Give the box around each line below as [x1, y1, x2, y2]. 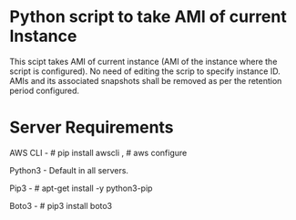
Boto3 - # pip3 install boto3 [9, 200, 113, 211]
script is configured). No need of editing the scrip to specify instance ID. [9, 66, 281, 77]
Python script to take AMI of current [9, 6, 287, 27]
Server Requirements [9, 117, 175, 138]
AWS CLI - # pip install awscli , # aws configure [9, 147, 188, 158]
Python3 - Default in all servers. [9, 164, 129, 175]
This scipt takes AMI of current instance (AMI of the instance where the [9, 56, 278, 67]
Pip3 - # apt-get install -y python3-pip [9, 183, 153, 194]
